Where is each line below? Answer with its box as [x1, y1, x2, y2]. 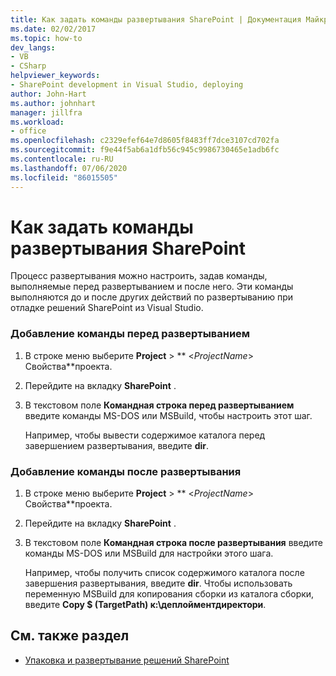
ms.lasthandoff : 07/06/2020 [10, 163, 128, 173]
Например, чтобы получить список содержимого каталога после [24, 567, 305, 579]
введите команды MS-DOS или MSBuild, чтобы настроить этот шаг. [24, 409, 313, 421]
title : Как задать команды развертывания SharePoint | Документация [10, 14, 302, 25]
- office [10, 126, 47, 136]
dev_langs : [10, 42, 56, 53]
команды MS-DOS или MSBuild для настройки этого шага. [24, 547, 274, 560]
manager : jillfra [10, 107, 83, 118]
